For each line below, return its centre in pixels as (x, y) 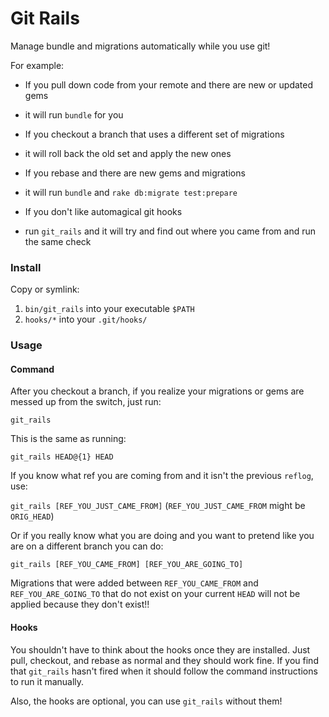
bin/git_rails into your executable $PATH (109, 309)
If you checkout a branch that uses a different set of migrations (154, 134)
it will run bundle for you (74, 114)
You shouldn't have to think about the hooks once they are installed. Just (160, 649)
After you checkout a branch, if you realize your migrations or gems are (157, 391)
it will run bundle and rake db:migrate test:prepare (131, 192)
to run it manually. (47, 681)
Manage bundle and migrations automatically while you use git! (140, 46)
